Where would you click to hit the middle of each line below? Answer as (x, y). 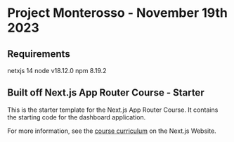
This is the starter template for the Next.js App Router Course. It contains (113, 110)
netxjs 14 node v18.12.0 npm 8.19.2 (57, 71)
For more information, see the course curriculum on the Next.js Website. (112, 131)
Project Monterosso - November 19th (118, 13)
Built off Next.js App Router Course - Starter (106, 93)
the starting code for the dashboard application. (77, 117)
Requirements (39, 54)
